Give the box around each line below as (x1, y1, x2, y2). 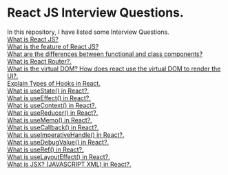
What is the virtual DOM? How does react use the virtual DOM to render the (7, 64, 221, 73)
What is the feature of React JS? (7, 42, 99, 50)
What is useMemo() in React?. (7, 116, 92, 124)
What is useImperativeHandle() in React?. (7, 130, 125, 139)
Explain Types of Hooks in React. (7, 79, 101, 87)
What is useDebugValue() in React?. (7, 138, 109, 146)
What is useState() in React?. (7, 86, 90, 95)
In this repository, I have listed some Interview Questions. (7, 28, 170, 36)
